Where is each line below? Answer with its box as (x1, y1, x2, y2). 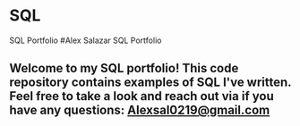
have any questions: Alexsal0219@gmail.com (9, 103, 270, 118)
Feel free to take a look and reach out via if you (9, 88, 275, 104)
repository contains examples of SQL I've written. (9, 75, 292, 90)
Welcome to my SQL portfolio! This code (9, 61, 239, 76)
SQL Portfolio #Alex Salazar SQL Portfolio (9, 35, 162, 46)
